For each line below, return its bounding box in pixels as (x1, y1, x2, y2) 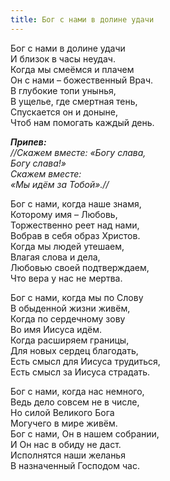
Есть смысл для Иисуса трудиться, (10, 355, 161, 367)
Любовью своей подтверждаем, (10, 261, 150, 273)
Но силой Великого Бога (10, 406, 115, 418)
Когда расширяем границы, (10, 334, 130, 346)
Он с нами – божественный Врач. (10, 74, 154, 86)
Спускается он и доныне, (10, 106, 118, 118)
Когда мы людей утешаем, (10, 240, 125, 252)
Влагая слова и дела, (10, 251, 101, 263)
